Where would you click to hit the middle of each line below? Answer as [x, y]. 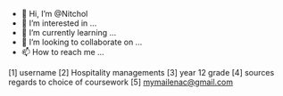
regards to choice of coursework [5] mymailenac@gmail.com [121, 82]
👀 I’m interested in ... [59, 23]
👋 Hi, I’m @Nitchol [54, 14]
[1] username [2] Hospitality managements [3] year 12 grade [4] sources [141, 72]
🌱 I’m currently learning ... [69, 32]
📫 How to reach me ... [62, 52]
